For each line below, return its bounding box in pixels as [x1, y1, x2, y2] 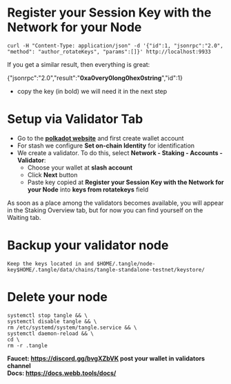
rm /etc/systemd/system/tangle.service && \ [7, 324, 137, 331]
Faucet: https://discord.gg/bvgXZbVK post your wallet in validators [7, 354, 205, 363]
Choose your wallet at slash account [27, 163, 133, 172]
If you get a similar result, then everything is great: [7, 60, 150, 68]
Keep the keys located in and [7, 260, 94, 267]
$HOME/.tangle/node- [96, 260, 156, 267]
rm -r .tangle [7, 342, 48, 349]
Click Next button [27, 170, 78, 179]
